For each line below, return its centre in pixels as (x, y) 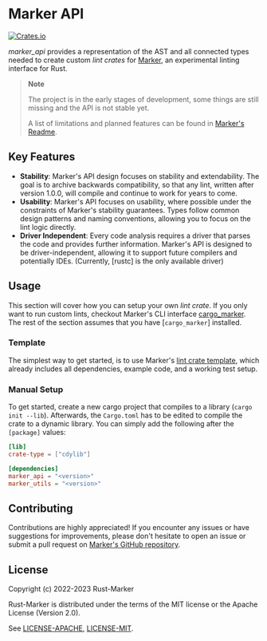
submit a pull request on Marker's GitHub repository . (94, 544)
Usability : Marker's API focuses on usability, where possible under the (135, 201)
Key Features (42, 157)
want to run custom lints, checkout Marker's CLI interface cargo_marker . (127, 314)
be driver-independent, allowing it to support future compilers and (128, 252)
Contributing (41, 508)
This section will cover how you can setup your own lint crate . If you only (128, 305)
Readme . (42, 132)
